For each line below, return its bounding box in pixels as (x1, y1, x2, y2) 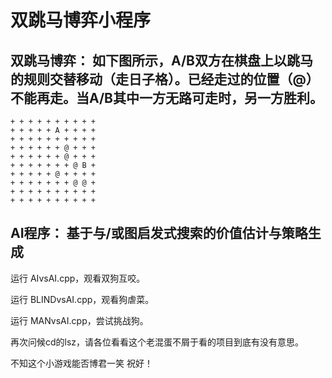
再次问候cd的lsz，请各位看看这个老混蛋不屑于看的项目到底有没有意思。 (10, 336, 305, 348)
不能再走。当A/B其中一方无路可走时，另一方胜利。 (10, 89, 323, 106)
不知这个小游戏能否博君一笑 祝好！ (10, 357, 153, 369)
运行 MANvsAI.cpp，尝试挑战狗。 (10, 314, 149, 326)
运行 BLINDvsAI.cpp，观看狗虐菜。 (10, 293, 155, 305)
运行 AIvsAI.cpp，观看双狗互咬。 (10, 272, 146, 284)
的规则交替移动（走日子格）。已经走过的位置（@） (10, 71, 320, 88)
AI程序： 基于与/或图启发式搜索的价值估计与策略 (10, 225, 308, 242)
